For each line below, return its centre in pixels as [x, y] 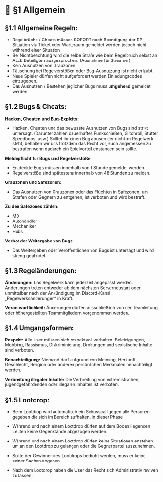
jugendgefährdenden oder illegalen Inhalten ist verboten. [62, 384]
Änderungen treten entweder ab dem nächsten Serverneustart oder [73, 288]
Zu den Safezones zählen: [32, 206]
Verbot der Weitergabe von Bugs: [40, 241]
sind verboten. [19, 350]
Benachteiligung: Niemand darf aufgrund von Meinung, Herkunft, [71, 360]
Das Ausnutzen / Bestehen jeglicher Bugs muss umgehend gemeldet [81, 86]
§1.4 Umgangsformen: [40, 328]
